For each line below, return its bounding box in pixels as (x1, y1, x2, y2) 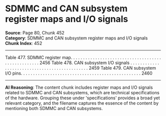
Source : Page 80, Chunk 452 (5, 30, 65, 36)
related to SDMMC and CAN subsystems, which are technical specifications (5, 89, 160, 95)
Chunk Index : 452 (5, 40, 42, 46)
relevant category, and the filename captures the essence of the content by (5, 100, 159, 106)
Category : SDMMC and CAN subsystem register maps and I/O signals (5, 35, 148, 41)
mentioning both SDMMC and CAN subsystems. (5, 105, 103, 111)
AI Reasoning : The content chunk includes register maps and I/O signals (5, 84, 153, 90)
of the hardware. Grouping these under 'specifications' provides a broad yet (5, 95, 160, 101)
